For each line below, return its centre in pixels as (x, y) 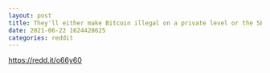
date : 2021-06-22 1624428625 (57, 30)
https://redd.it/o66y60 (45, 60)
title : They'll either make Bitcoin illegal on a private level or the (131, 23)
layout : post (30, 15)
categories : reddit (41, 38)
